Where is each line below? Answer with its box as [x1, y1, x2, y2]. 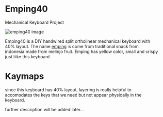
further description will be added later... [5, 106, 84, 112]
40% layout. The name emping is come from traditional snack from [5, 43, 139, 49]
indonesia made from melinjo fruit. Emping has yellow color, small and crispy [5, 49, 158, 54]
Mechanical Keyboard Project [5, 19, 64, 25]
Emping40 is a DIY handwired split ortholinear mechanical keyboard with [5, 38, 150, 44]
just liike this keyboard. [5, 53, 51, 59]
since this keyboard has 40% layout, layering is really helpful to [5, 86, 132, 93]
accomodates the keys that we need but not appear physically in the [5, 92, 142, 98]
